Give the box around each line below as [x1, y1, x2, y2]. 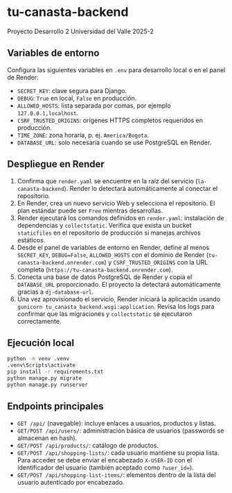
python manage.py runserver [7, 381, 89, 388]
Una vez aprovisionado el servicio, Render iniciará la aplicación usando [17, 294, 220, 303]
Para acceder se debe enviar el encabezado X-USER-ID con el [17, 456, 193, 464]
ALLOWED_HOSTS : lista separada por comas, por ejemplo [17, 101, 171, 110]
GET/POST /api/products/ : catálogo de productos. [17, 441, 159, 449]
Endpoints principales [7, 401, 104, 412]
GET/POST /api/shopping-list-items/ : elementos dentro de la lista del [17, 470, 216, 479]
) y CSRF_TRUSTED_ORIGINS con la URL [104, 258, 208, 266]
